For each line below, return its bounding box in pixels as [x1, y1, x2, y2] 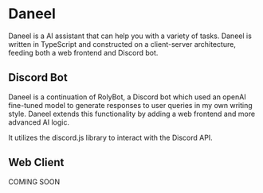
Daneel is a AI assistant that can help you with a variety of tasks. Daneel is [8, 31, 253, 41]
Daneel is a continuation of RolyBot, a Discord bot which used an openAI [8, 92, 246, 102]
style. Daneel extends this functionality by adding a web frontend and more [8, 109, 256, 118]
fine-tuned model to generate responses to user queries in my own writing [8, 100, 253, 110]
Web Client [8, 156, 65, 169]
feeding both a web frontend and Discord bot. [8, 48, 159, 57]
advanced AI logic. [8, 117, 70, 127]
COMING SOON [8, 176, 61, 187]
